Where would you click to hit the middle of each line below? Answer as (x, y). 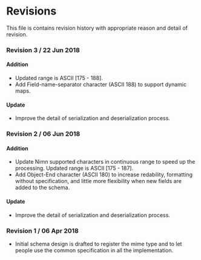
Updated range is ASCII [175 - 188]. (59, 78)
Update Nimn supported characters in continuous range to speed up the (105, 162)
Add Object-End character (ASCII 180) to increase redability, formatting (104, 175)
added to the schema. (42, 188)
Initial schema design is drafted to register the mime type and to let (98, 244)
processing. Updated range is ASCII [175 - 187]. (74, 168)
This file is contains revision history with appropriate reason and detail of (97, 28)
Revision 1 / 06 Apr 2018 (42, 230)
